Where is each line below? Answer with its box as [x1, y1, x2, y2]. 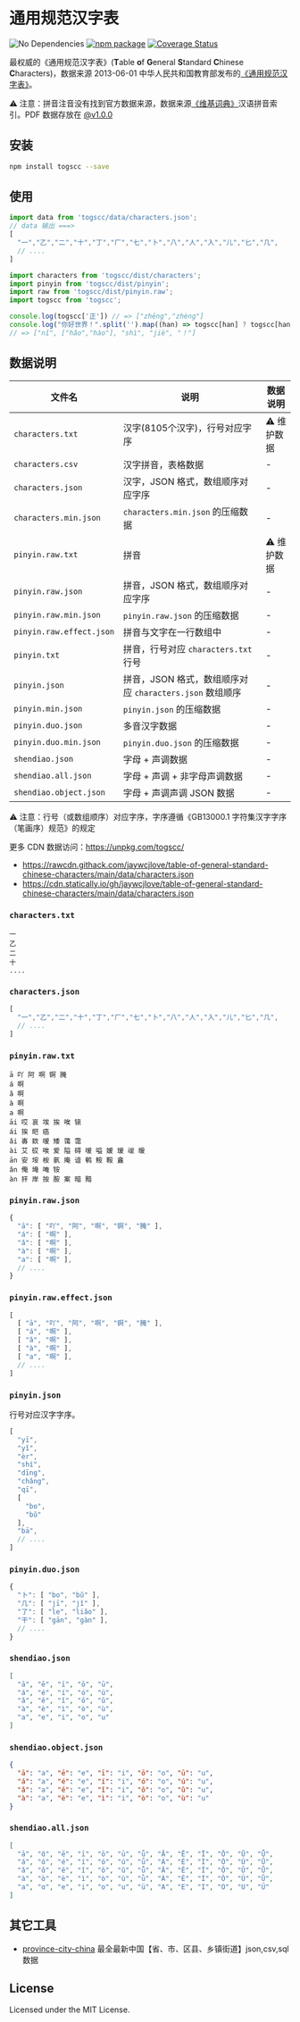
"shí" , [17, 1460, 42, 1469]
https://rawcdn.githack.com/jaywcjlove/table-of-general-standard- [21, 859, 269, 870]
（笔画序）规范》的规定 [9, 823, 96, 833]
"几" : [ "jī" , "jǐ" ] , [17, 1600, 101, 1608]
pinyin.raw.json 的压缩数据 [123, 609, 239, 622]
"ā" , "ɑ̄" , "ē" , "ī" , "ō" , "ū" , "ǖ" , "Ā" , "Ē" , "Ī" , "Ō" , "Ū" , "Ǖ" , [17, 1850, 274, 1859]
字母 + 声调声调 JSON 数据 [123, 787, 235, 799]
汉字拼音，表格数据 [123, 458, 204, 471]
